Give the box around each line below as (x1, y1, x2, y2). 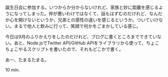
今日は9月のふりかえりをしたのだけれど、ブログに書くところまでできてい (5, 34, 157, 39)
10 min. (5, 67, 20, 72)
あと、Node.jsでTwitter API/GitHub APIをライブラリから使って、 (14, 40, 146, 46)
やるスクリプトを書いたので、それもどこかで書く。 (18, 46, 124, 52)
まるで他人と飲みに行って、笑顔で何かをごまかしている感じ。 (14, 23, 141, 29)
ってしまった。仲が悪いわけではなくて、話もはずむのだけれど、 (18, 10, 149, 16)
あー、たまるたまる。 (5, 57, 49, 62)
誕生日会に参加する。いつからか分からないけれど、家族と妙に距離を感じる (5, 4, 159, 10)
